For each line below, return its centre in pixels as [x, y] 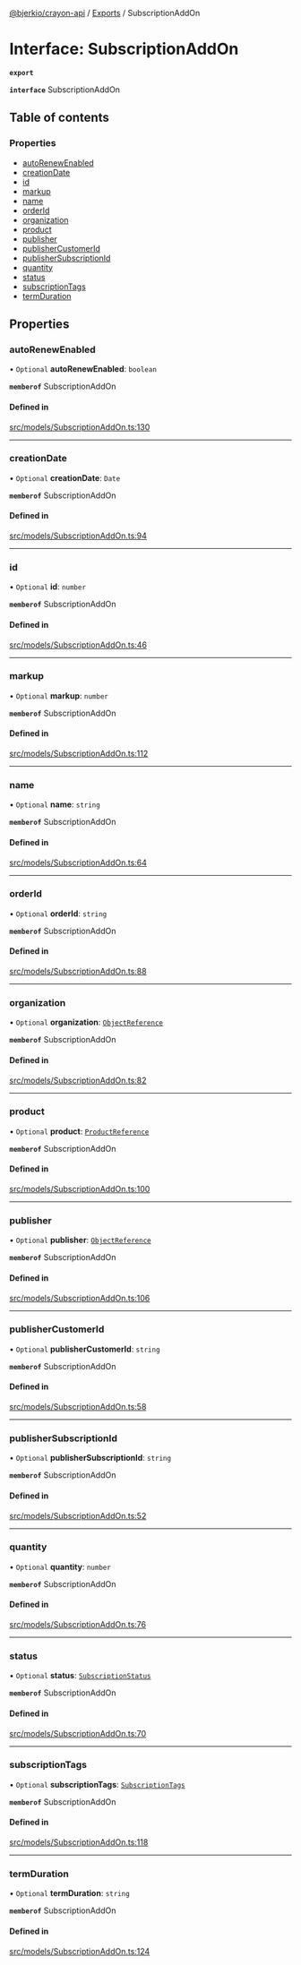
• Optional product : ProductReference [79, 1131]
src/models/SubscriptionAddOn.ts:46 [78, 645]
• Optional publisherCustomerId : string [85, 1349]
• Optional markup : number [59, 695]
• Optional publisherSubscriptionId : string [90, 1458]
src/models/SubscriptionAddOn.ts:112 [79, 754]
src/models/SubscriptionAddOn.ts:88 [78, 972]
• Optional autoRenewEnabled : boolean [83, 369]
